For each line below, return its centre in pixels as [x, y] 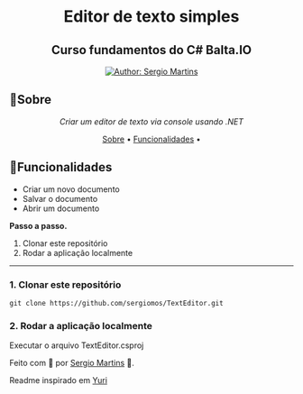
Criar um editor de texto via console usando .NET [151, 121]
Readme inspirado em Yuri [59, 380]
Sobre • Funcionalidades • [151, 139]
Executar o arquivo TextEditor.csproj [77, 345]
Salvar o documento [60, 198]
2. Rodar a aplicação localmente [81, 325]
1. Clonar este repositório [65, 284]
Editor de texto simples [151, 17]
